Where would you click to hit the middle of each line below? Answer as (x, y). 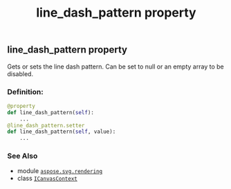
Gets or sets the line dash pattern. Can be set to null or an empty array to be (115, 66)
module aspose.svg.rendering (59, 171)
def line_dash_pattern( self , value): (62, 132)
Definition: (25, 91)
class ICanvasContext (47, 179)
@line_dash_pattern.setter (46, 125)
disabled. (20, 73)
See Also (22, 156)
